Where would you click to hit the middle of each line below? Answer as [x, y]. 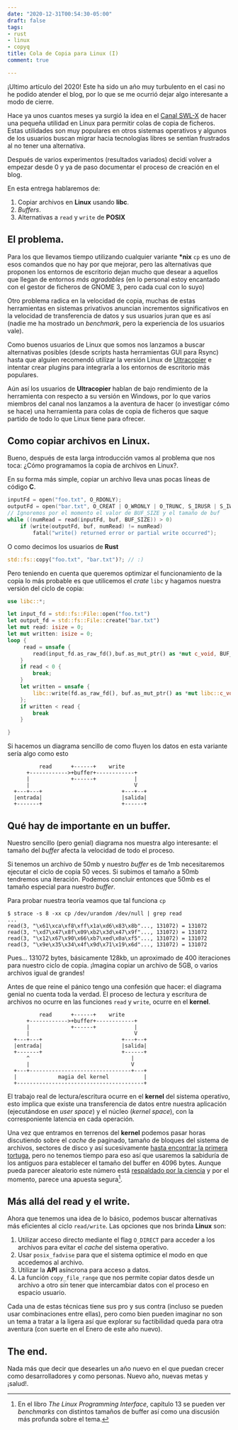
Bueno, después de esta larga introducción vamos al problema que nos [111, 458]
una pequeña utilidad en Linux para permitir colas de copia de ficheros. [111, 123]
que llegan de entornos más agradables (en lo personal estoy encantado [114, 279]
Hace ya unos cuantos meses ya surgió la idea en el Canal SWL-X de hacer [117, 115]
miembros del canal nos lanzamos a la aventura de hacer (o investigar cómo [119, 403]
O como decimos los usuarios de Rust [63, 546]
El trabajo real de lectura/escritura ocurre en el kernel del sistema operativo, [119, 1096]
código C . [22, 487]
